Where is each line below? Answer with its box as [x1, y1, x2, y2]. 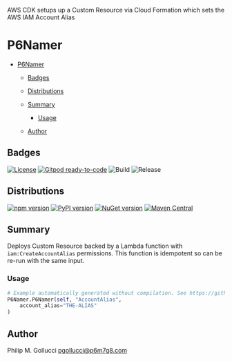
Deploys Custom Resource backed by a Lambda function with [7, 242, 183, 251]
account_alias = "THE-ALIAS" [19, 302, 97, 309]
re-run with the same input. [7, 257, 85, 265]
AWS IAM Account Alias [7, 13, 75, 21]
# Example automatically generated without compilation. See [7, 289, 187, 296]
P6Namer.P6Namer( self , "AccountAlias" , [7, 296, 122, 303]
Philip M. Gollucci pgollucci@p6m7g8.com [7, 346, 128, 354]
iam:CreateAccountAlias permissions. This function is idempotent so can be [7, 249, 222, 257]
